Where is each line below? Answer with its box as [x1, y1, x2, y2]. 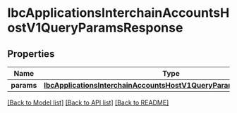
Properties [7, 48, 55, 60]
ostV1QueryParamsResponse [7, 20, 183, 36]
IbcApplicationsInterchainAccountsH [7, 5, 230, 21]
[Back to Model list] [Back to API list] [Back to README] [7, 98, 169, 107]
